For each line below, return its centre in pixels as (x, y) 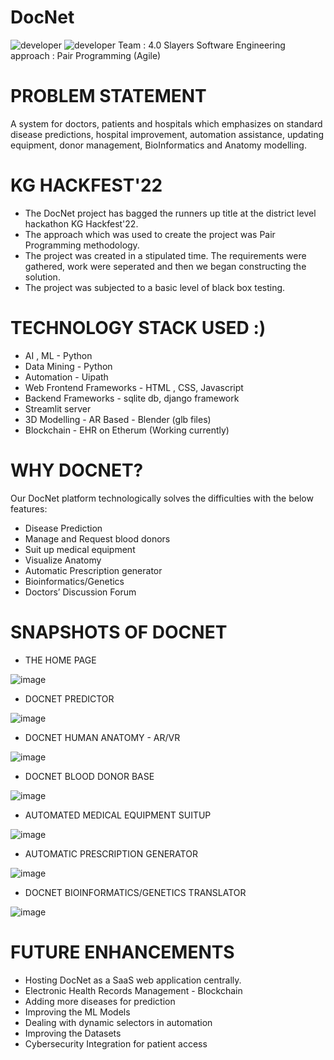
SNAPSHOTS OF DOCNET (119, 632)
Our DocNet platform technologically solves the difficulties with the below (162, 498)
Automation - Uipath (66, 377)
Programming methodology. (82, 245)
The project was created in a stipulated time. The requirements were (165, 255)
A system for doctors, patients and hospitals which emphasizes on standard (166, 123)
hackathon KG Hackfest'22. (81, 223)
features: (29, 508)
